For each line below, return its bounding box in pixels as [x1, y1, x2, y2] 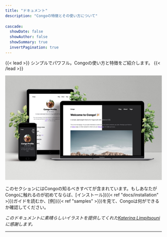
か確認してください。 [5, 205, 49, 211]
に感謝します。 [5, 221, 36, 227]
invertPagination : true [9, 45, 59, 50]
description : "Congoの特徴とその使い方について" [5, 13, 98, 18]
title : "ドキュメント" [5, 8, 48, 13]
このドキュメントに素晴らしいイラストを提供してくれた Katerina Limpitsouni [5, 215, 161, 221]
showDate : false [9, 29, 43, 34]
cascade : [5, 24, 23, 29]
